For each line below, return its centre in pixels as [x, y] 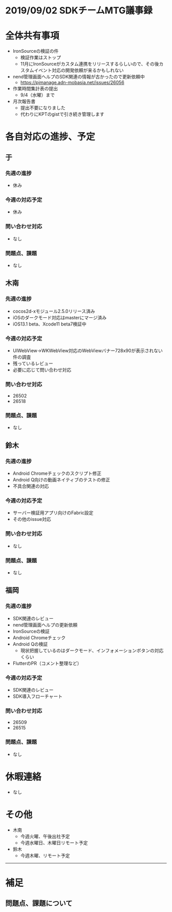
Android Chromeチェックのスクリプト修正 [57, 473]
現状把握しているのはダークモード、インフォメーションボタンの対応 [92, 650]
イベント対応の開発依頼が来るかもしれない [79, 70]
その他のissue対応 [32, 519]
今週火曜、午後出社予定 [45, 836]
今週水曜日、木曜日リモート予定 [54, 843]
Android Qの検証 [30, 644]
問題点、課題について [39, 904]
